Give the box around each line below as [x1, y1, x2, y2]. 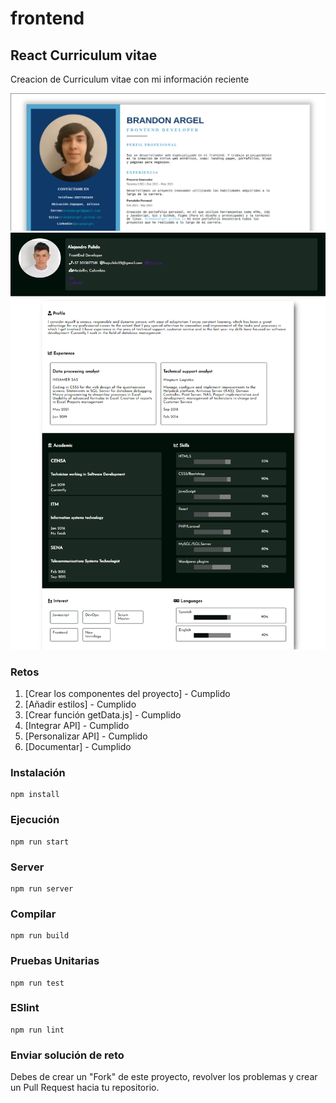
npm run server [10, 883, 74, 894]
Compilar [10, 907, 57, 921]
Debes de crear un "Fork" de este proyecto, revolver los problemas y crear [10, 1071, 318, 1083]
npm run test [10, 978, 65, 988]
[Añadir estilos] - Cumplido [24, 698, 137, 711]
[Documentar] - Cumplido [24, 741, 132, 753]
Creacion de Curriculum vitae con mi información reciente [10, 73, 250, 85]
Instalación [10, 766, 66, 779]
